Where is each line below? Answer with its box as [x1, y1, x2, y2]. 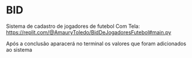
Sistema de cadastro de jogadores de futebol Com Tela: [6, 23, 140, 30]
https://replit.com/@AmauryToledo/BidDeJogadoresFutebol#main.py [6, 28, 172, 35]
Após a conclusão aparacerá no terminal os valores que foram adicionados [6, 40, 187, 47]
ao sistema [6, 46, 33, 53]
